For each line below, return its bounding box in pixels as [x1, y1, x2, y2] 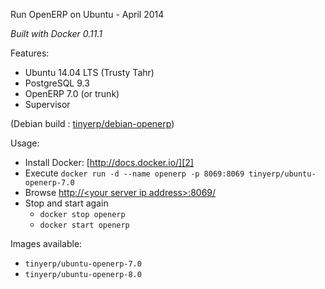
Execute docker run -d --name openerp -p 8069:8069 [24, 167, 245, 179]
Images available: [10, 238, 83, 249]
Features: [10, 47, 50, 59]
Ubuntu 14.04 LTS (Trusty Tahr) [24, 67, 155, 78]
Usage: [10, 137, 40, 149]
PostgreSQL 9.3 [24, 77, 90, 89]
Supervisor [24, 99, 71, 110]
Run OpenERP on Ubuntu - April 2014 [10, 9, 165, 20]
